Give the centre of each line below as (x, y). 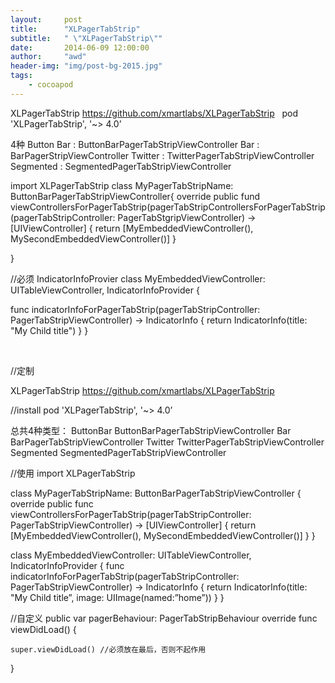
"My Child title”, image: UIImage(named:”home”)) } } (117, 597)
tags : (21, 76)
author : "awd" (48, 57)
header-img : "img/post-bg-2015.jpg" (86, 66)
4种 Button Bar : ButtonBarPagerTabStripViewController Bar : (135, 144)
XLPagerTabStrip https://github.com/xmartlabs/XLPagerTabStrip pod (154, 113)
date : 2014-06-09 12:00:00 (80, 47)
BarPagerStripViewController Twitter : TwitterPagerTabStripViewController (162, 155)
